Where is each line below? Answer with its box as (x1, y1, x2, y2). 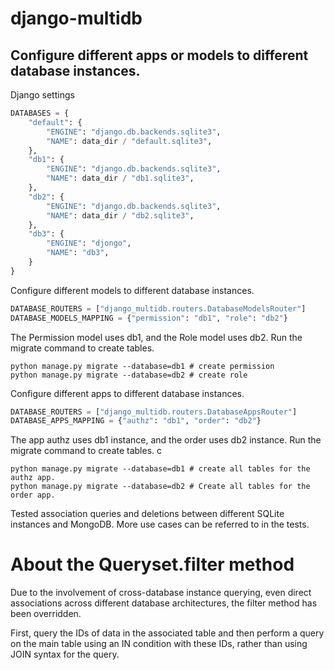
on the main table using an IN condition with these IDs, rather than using (10, 638, 308, 650)
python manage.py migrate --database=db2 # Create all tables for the (10, 482, 311, 492)
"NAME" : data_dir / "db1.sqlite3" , (46, 173, 195, 184)
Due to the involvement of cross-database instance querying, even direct (10, 587, 312, 599)
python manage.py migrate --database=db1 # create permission (10, 361, 275, 371)
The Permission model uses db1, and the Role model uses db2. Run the (10, 331, 303, 343)
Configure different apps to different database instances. (10, 387, 245, 399)
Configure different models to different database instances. (10, 284, 255, 296)
